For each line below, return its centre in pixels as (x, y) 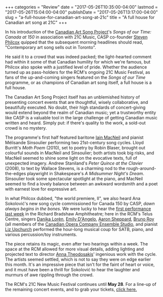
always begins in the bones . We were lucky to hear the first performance (78, 209)
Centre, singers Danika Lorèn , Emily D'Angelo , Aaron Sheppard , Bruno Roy (80, 219)
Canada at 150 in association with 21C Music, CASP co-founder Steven (76, 37)
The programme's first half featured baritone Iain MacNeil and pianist (74, 137)
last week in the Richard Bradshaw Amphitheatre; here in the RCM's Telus (79, 214)
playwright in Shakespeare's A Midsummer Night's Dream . (86, 173)
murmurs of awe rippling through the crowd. (49, 275)
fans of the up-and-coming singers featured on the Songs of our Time (75, 77)
